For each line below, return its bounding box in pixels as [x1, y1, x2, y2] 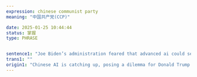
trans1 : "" [6, 57, 33, 62]
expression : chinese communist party [6, 8, 98, 15]
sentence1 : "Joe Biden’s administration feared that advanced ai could [6, 51, 185, 57]
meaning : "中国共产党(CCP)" [6, 14, 70, 20]
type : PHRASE [6, 36, 38, 41]
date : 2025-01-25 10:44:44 [6, 24, 72, 30]
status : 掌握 [6, 30, 36, 36]
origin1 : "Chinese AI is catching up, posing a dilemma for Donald [6, 62, 175, 68]
